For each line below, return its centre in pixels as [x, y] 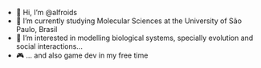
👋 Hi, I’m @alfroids [47, 12]
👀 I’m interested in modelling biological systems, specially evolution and [135, 38]
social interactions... [49, 46]
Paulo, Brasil [37, 29]
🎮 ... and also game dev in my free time [82, 55]
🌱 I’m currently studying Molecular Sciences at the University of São [129, 21]
